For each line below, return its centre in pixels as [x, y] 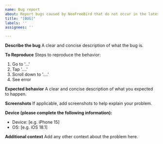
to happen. [16, 94]
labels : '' [16, 23]
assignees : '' [19, 28]
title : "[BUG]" [20, 18]
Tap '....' [20, 69]
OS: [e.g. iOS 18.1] [30, 127]
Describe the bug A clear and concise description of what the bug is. [74, 45]
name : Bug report [23, 9]
